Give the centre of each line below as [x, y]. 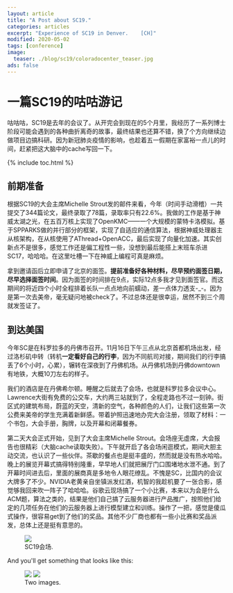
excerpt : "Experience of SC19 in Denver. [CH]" [82, 33]
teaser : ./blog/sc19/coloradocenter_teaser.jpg [84, 59]
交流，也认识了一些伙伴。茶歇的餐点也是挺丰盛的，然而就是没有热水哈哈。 [119, 455]
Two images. [43, 583]
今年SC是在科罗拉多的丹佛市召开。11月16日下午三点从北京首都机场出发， [111, 348]
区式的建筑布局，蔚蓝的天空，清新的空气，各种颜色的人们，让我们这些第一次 [116, 406]
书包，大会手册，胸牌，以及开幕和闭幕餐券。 [77, 423]
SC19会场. [39, 547]
